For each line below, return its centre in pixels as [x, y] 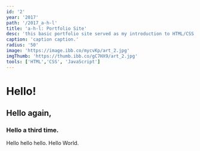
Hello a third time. [32, 130]
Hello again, [29, 113]
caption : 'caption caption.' [43, 39]
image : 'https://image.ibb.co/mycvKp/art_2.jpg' [68, 51]
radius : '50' [22, 45]
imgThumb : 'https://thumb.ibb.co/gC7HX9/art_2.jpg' [72, 56]
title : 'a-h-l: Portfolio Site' [46, 28]
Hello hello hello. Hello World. [43, 143]
